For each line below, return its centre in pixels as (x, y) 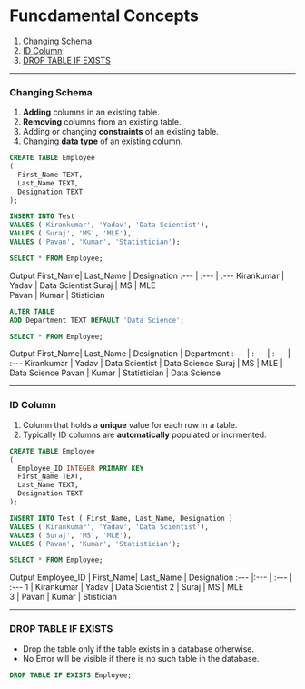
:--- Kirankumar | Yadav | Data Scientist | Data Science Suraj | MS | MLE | (146, 364)
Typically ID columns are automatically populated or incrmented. (144, 434)
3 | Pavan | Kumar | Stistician (64, 597)
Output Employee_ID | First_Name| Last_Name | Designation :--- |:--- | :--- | (151, 577)
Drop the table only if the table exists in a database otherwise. (138, 649)
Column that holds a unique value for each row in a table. (130, 424)
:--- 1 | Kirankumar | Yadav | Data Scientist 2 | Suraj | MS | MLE (127, 587)
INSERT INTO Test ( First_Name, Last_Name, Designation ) (121, 518)
